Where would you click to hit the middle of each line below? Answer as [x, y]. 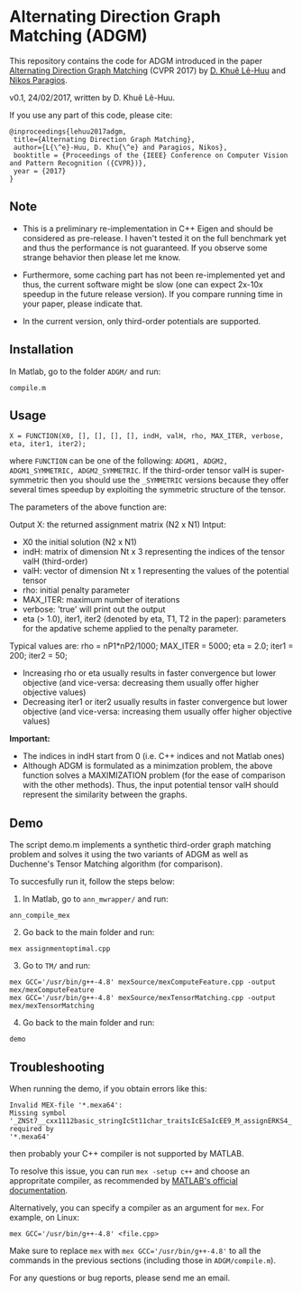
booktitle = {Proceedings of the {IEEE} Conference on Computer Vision [151, 155]
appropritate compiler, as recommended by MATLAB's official [124, 1180]
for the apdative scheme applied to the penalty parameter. [130, 629]
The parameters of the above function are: [88, 507]
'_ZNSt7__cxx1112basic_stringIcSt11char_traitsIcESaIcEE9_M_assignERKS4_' [153, 1121]
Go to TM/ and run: [56, 966]
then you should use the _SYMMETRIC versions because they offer [170, 480]
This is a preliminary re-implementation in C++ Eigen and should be [147, 229]
